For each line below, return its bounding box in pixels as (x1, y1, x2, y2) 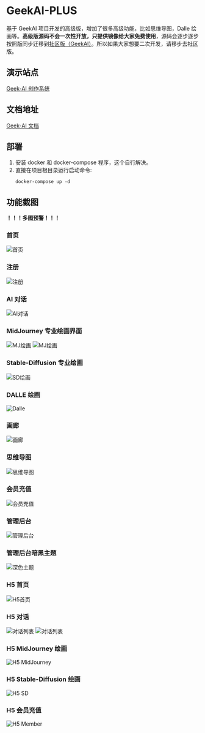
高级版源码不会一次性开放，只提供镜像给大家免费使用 (22, 32, 156, 40)
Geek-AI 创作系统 (6, 85, 50, 92)
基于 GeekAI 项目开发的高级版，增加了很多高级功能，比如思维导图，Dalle (6, 24, 190, 32)
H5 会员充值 (6, 705, 41, 714)
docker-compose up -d (15, 179, 70, 185)
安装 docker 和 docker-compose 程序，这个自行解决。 (15, 159, 152, 166)
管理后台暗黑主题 (6, 549, 57, 557)
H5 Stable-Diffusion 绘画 (6, 675, 81, 683)
